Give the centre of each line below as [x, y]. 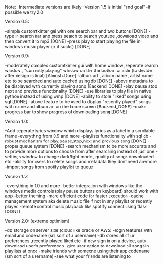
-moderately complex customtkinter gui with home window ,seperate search [81, 65]
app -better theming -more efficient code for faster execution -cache [74, 196]
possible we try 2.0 [24, 12]
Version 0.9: [17, 56]
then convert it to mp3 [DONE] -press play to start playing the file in [73, 41]
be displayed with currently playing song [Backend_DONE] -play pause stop [81, 86]
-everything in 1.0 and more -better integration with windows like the [74, 186]
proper [12, 146]
